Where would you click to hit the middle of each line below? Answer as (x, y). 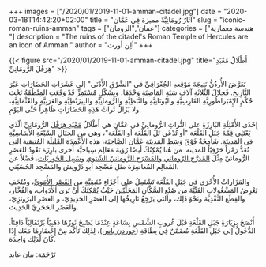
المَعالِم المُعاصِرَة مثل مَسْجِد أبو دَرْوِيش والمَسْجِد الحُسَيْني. (94, 166)
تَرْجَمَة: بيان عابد (32, 254)
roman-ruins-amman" (44, 28)
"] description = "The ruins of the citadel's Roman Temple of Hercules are (129, 36)
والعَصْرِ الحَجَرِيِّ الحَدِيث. (44, 207)
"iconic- (232, 20)
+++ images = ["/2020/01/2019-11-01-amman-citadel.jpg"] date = (115, 11)
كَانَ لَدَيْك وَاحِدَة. (32, 239)
